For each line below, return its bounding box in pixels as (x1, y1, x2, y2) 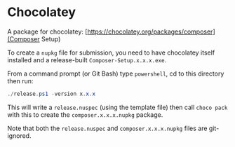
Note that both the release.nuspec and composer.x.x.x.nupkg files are (7, 124, 208, 132)
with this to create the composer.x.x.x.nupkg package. (7, 110, 163, 119)
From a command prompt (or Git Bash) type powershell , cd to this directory (7, 69, 224, 78)
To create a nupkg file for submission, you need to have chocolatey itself (7, 48, 215, 57)
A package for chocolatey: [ (7, 27, 88, 36)
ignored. (7, 131, 32, 140)
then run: (7, 76, 34, 85)
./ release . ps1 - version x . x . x (7, 90, 96, 97)
